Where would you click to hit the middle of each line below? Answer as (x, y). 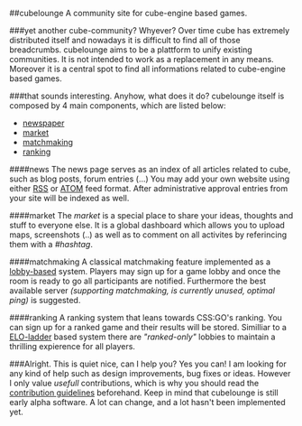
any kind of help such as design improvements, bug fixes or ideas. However (150, 373)
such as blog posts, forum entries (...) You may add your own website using (150, 179)
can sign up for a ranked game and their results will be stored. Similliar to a (148, 327)
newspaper (43, 123)
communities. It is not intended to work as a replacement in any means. (142, 59)
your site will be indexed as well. (69, 198)
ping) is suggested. (45, 300)
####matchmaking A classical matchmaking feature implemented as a (140, 262)
